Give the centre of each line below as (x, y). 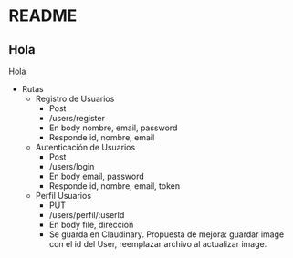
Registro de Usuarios (75, 98)
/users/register (77, 118)
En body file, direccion (91, 225)
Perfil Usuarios (63, 196)
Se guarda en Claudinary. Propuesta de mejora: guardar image (167, 234)
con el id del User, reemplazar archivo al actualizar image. (158, 244)
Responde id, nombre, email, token (114, 186)
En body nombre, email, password (113, 128)
